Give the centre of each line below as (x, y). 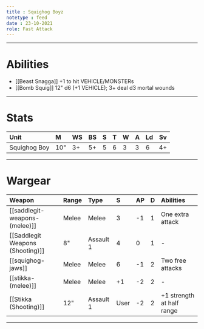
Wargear (29, 181)
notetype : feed (27, 18)
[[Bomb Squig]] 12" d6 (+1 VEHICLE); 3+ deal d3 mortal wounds (95, 88)
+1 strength (178, 296)
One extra (175, 214)
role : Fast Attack (29, 29)
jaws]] (18, 268)
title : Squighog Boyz (35, 12)
